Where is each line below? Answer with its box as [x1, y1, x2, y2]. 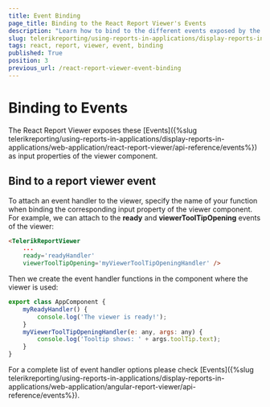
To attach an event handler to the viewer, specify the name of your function [8, 195, 258, 205]
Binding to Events [8, 98, 129, 117]
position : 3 [8, 57, 48, 65]
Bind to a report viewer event [8, 175, 157, 188]
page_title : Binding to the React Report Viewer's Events [8, 19, 207, 27]
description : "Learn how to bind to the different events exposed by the [8, 27, 261, 35]
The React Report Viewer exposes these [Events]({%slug [8, 125, 198, 135]
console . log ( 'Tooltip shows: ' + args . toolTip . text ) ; [37, 335, 221, 343]
